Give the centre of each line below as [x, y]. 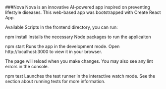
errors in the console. [27, 67]
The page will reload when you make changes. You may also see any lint [79, 61]
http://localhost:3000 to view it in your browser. [54, 52]
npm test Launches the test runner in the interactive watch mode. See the [80, 76]
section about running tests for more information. [55, 81]
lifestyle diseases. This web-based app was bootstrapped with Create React [83, 12]
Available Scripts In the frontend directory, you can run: [61, 27]
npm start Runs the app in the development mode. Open [62, 46]
